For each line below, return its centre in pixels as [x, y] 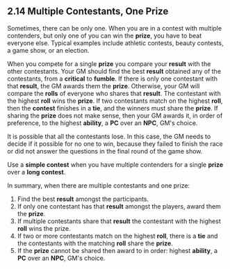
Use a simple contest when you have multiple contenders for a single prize [115, 164]
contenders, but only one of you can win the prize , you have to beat [105, 35]
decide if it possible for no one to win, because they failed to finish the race [115, 144]
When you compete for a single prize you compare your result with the [109, 64]
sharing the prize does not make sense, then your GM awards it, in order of [115, 115]
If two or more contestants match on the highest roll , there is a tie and [117, 236]
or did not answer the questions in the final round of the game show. [105, 151]
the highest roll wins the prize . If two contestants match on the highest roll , [115, 101]
